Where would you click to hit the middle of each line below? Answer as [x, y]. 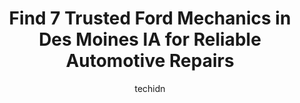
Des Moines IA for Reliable [150, 39]
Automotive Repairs [150, 61]
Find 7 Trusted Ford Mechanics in [150, 18]
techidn [150, 88]
